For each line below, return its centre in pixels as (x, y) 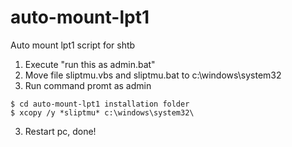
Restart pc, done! (60, 131)
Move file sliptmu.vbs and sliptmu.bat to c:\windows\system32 (153, 75)
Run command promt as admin (88, 85)
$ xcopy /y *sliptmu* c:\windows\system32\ (102, 112)
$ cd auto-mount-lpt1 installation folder (100, 104)
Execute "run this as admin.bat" (90, 64)
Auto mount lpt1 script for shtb (73, 45)
